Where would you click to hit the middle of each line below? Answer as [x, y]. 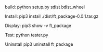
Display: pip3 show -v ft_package [38, 26]
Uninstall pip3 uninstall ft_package [39, 44]
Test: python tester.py [27, 35]
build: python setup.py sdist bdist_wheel [45, 7]
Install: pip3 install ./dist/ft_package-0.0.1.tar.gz [52, 16]
